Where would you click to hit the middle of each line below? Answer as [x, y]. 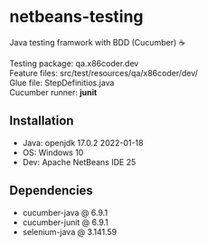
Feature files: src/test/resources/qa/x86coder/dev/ [104, 73]
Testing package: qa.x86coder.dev [74, 63]
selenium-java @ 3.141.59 [70, 231]
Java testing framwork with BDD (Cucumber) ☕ [98, 42]
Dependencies [51, 191]
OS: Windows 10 [53, 153]
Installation [42, 121]
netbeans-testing [76, 17]
